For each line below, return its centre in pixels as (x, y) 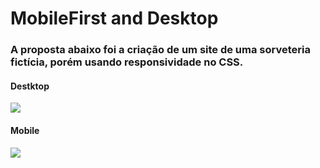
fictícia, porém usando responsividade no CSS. (127, 62)
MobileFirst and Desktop (114, 18)
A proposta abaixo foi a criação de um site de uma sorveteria (160, 50)
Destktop (30, 86)
